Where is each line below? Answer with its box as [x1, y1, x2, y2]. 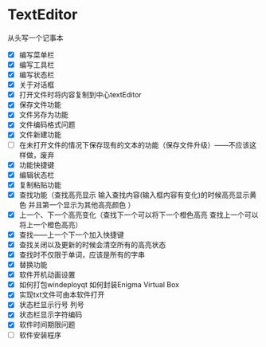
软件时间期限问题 [18, 320, 76, 329]
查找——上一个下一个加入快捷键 [18, 230, 124, 239]
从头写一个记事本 [7, 33, 64, 42]
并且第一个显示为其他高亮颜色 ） [28, 199, 135, 209]
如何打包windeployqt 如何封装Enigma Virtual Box [18, 280, 180, 290]
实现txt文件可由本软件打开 [18, 290, 105, 300]
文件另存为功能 [18, 110, 68, 120]
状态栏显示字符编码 [18, 310, 83, 320]
